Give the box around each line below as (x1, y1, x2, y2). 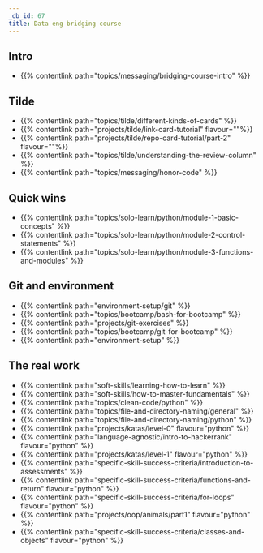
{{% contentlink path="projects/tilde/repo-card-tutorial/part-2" (19, 133, 231, 143)
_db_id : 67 (8, 11, 45, 20)
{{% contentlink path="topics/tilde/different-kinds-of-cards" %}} (19, 116, 238, 126)
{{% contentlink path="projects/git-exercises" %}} (19, 318, 189, 328)
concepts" (19, 221, 55, 231)
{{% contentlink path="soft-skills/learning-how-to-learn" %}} (19, 380, 226, 390)
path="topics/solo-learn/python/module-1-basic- (74, 212, 239, 222)
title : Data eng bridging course (8, 19, 122, 28)
